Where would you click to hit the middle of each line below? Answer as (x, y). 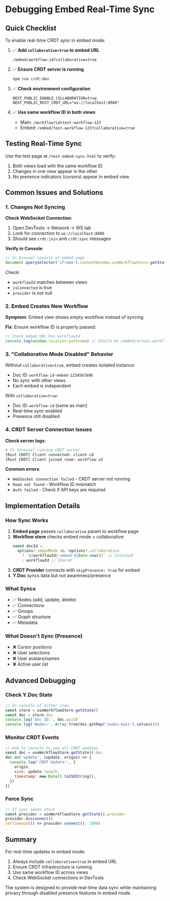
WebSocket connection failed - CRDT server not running (71, 479)
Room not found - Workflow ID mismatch (54, 485)
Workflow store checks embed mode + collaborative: (69, 537)
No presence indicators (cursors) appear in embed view (71, 176)
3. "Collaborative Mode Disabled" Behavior (59, 354)
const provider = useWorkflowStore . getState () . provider (65, 814)
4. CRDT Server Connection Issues (49, 430)
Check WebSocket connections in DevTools (58, 878)
